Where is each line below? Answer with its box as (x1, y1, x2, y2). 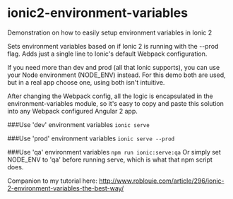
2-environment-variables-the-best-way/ (7, 183, 124, 192)
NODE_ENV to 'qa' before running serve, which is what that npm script (7, 155, 213, 164)
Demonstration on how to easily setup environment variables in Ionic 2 (7, 28, 213, 37)
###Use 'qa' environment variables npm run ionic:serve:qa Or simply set (7, 147, 221, 156)
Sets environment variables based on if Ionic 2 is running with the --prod (7, 42, 219, 50)
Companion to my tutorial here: (7, 176, 97, 185)
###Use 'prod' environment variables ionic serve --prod (7, 134, 175, 143)
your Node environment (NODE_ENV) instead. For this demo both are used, (7, 71, 226, 79)
